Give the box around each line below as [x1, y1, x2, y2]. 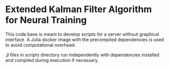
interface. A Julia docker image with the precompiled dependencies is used [5, 37, 164, 43]
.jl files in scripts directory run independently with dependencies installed [5, 52, 159, 58]
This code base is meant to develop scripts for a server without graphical [5, 31, 159, 37]
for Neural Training [5, 14, 87, 26]
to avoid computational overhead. [5, 42, 76, 48]
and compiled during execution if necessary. [5, 57, 99, 63]
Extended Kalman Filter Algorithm [5, 4, 152, 15]
